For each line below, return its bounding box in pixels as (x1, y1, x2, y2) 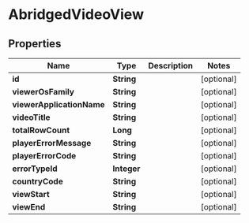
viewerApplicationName (12, 99, 105, 110)
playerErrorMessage (12, 138, 92, 148)
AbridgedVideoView (8, 6, 145, 24)
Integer (112, 163, 141, 174)
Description (148, 61, 194, 71)
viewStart (12, 189, 50, 199)
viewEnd (12, 202, 46, 212)
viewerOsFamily (12, 87, 75, 97)
